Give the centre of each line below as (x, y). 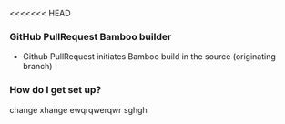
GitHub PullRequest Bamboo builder (91, 36)
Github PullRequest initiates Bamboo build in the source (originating (149, 57)
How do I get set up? (56, 90)
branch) (37, 67)
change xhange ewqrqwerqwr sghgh (78, 109)
